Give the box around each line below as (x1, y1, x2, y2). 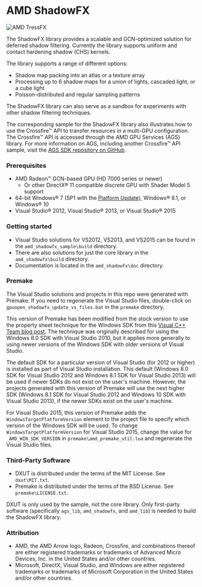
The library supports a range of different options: (6, 60, 128, 67)
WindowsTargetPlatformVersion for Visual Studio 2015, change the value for (6, 428, 192, 435)
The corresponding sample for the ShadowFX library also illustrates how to (6, 120, 192, 127)
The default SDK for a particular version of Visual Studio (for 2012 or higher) (6, 359, 195, 366)
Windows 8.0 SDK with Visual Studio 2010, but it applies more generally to (6, 334, 191, 341)
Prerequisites (6, 161, 46, 170)
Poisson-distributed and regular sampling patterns (14, 91, 140, 98)
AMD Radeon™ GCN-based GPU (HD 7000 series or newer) (14, 175, 163, 182)
